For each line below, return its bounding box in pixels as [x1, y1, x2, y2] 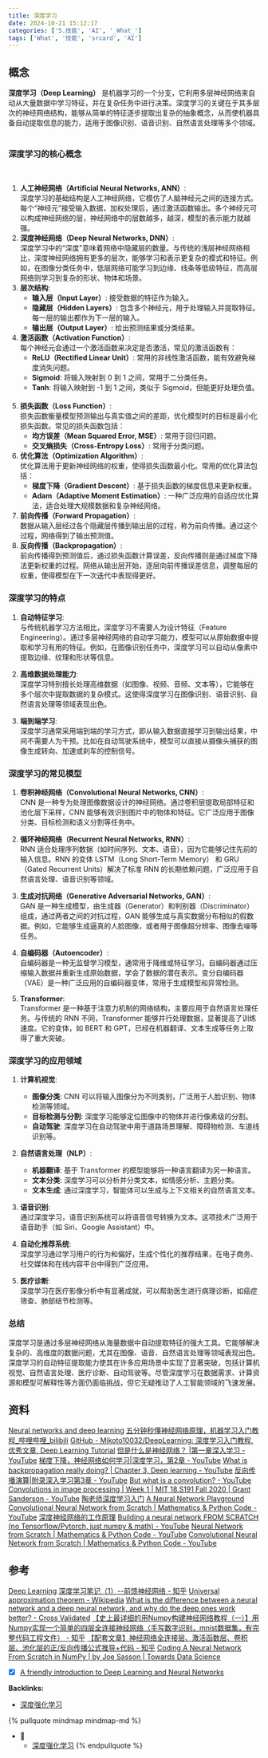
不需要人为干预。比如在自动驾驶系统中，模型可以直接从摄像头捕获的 [26, 735, 251, 746]
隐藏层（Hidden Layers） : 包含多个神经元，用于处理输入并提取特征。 [31, 303, 260, 313]
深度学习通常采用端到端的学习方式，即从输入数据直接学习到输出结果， [19, 726, 251, 735]
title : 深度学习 [8, 11, 57, 20]
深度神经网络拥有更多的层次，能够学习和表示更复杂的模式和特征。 [33, 253, 251, 263]
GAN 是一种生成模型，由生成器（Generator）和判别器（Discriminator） [19, 901, 254, 910]
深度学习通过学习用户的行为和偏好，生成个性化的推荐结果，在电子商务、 [19, 1249, 258, 1259]
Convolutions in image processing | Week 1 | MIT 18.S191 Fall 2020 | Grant [8, 1484, 251, 1494]
